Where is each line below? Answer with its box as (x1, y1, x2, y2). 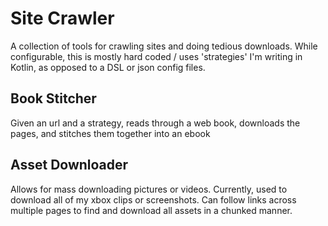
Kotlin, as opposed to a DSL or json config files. (10, 61, 206, 73)
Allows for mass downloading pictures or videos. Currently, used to (10, 183, 288, 195)
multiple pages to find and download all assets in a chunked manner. (10, 204, 293, 216)
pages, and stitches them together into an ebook (10, 127, 211, 139)
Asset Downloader (10, 157, 129, 174)
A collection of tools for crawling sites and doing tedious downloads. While (10, 40, 318, 52)
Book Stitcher (10, 90, 97, 107)
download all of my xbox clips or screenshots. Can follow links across (10, 193, 297, 206)
